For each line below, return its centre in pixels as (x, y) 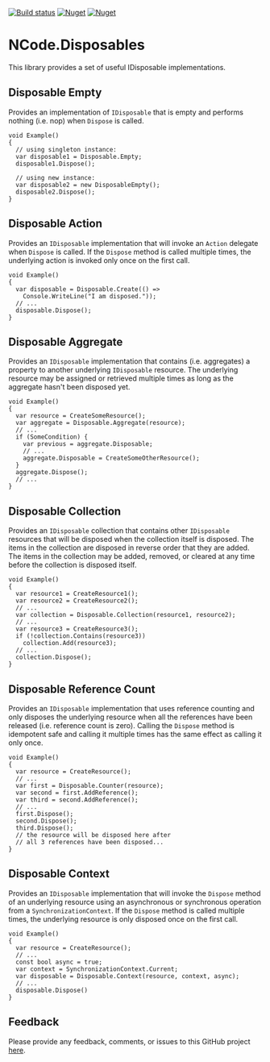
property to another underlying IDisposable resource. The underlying (123, 370)
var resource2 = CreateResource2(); (77, 601)
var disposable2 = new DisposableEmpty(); (88, 185)
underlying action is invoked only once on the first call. (99, 260)
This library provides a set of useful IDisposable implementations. (117, 67)
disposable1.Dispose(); (55, 164)
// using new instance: (55, 177)
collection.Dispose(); (54, 657)
